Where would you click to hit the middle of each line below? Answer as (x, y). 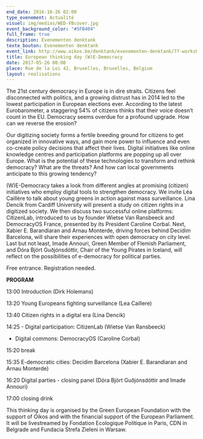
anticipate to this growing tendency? (51, 174)
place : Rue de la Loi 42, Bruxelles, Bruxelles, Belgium (79, 68)
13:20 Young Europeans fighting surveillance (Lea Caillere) (79, 303)
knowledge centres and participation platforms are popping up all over (94, 155)
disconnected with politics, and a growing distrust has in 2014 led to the (96, 98)
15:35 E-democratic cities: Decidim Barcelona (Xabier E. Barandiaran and (97, 362)
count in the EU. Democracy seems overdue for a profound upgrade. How (98, 117)
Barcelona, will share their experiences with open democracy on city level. (99, 237)
